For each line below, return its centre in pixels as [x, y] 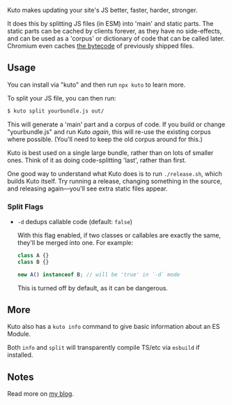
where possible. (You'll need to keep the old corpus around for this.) [105, 139]
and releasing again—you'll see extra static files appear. [88, 189]
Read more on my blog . [41, 394]
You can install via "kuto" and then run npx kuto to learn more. [96, 84]
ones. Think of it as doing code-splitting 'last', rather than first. [97, 160]
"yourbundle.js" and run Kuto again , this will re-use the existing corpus [109, 131]
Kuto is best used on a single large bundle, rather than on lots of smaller [110, 152]
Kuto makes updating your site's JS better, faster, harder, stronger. [102, 10]
